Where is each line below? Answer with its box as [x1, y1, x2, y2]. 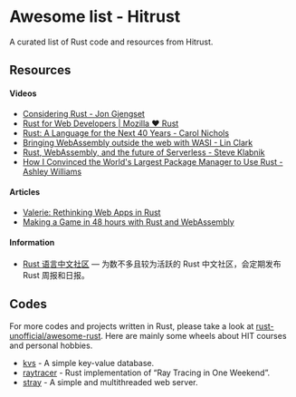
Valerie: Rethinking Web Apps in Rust [22, 207, 161, 218]
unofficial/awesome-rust [9, 330, 101, 341]
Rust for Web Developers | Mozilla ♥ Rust [22, 118, 179, 129]
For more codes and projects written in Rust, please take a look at [9, 320, 254, 332]
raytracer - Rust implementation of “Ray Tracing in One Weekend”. [22, 367, 270, 378]
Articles [9, 187, 41, 198]
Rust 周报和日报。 [22, 269, 90, 280]
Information [9, 237, 55, 248]
